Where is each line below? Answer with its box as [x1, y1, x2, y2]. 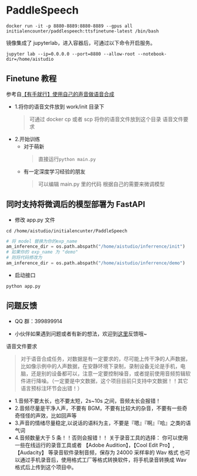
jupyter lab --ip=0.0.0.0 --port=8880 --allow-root [6, 51, 135, 57]
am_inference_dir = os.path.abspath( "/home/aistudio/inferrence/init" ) [6, 244, 185, 250]
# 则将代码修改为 [6, 255, 42, 261]
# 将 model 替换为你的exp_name [6, 238, 78, 244]
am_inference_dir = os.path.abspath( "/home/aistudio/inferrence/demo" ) [6, 260, 185, 266]
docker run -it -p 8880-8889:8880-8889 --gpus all [6, 23, 133, 29]
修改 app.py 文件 [14, 216, 55, 223]
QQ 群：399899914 [14, 317, 63, 324]
